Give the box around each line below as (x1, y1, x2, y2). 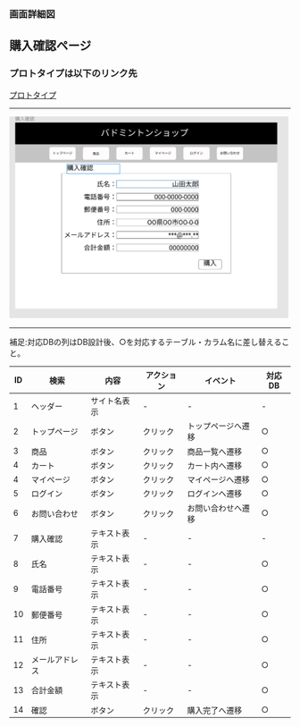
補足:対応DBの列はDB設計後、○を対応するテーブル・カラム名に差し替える (9, 337, 282, 348)
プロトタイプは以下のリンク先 (9, 67, 138, 80)
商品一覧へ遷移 (187, 445, 243, 457)
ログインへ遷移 (187, 488, 243, 499)
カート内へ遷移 (187, 460, 243, 470)
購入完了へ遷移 (187, 705, 243, 715)
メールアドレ (30, 655, 79, 665)
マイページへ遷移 (187, 474, 250, 485)
